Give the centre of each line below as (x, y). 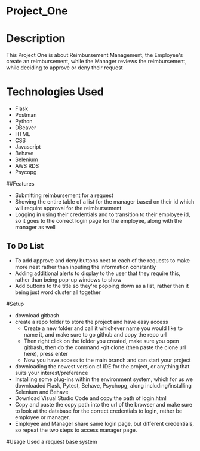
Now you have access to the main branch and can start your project (107, 360)
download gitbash (37, 315)
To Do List (25, 246)
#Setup (15, 304)
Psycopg (26, 172)
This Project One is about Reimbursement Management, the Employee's (95, 55)
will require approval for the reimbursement (68, 208)
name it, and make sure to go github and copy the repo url (95, 334)
